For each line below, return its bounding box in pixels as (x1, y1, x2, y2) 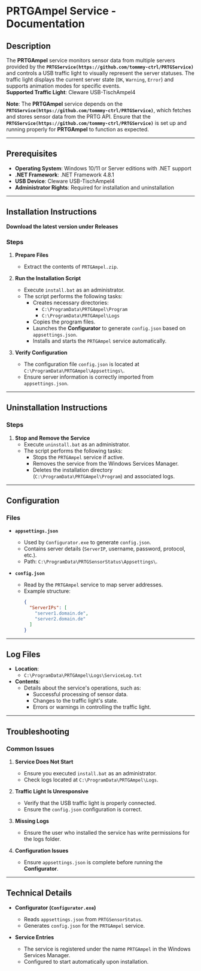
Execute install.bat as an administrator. (23, 286, 125, 293)
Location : (14, 665, 39, 673)
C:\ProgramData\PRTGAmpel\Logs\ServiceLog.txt (23, 673, 142, 679)
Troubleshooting (6, 726, 70, 736)
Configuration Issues (14, 847, 69, 855)
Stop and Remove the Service (14, 434, 90, 442)
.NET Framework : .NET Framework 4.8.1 (14, 171, 115, 178)
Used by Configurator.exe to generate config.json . (23, 539, 151, 546)
